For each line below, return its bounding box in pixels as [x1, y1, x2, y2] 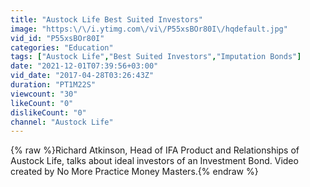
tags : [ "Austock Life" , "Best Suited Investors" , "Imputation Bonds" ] [10, 52, 302, 62]
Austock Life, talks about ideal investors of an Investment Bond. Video [10, 155, 299, 167]
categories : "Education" [10, 42, 114, 53]
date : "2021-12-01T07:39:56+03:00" [10, 61, 159, 71]
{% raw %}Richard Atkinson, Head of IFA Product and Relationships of [10, 144, 300, 156]
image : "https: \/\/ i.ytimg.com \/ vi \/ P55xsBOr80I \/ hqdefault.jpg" [10, 24, 288, 34]
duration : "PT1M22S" [10, 80, 97, 90]
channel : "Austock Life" [10, 117, 114, 127]
